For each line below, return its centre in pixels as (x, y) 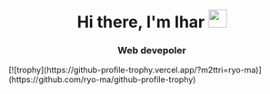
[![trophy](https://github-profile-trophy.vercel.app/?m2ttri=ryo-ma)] (135, 70)
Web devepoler (152, 51)
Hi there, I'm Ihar (141, 22)
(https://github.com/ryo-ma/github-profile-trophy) (102, 80)
